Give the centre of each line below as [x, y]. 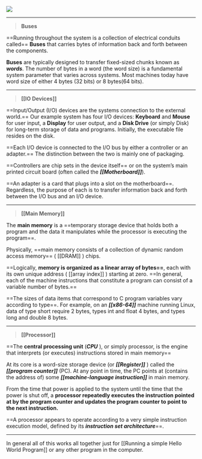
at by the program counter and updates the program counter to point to [97, 402]
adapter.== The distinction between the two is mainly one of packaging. [95, 154]
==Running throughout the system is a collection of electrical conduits [93, 38]
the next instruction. [32, 408]
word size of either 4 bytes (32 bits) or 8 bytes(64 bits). [75, 81]
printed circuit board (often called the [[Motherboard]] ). [76, 172]
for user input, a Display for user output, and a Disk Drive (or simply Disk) [98, 123]
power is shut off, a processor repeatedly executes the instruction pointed [100, 395]
